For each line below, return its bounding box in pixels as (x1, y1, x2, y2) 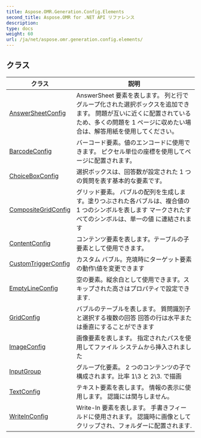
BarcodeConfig (9, 147, 52, 155)
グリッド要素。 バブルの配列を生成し (76, 188, 180, 196)
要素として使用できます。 (76, 244, 148, 252)
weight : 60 (6, 31, 33, 37)
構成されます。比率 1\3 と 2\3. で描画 (76, 372, 182, 380)
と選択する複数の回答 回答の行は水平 (76, 313, 180, 322)
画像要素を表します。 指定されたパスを (76, 334, 185, 342)
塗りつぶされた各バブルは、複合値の (87, 197, 190, 205)
